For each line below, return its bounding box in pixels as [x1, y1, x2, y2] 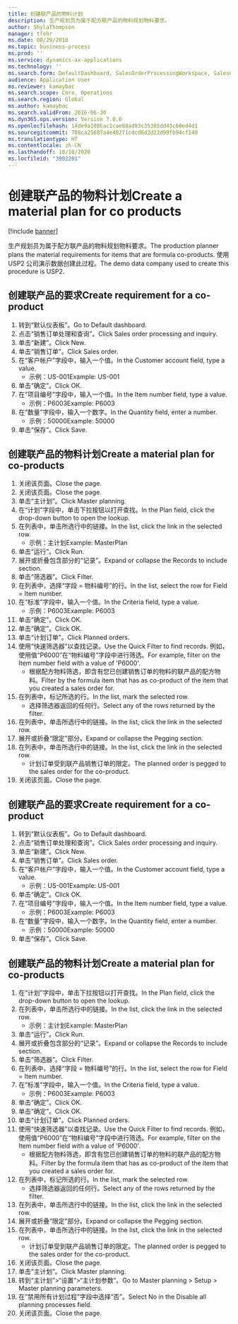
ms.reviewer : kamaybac [8, 83, 75, 90]
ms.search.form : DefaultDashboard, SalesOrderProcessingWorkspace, [8, 69, 211, 76]
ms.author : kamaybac [8, 103, 69, 110]
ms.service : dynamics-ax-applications [8, 57, 122, 64]
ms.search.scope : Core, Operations [8, 89, 113, 96]
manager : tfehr [8, 30, 53, 38]
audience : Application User [8, 76, 91, 84]
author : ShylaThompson [8, 23, 75, 30]
